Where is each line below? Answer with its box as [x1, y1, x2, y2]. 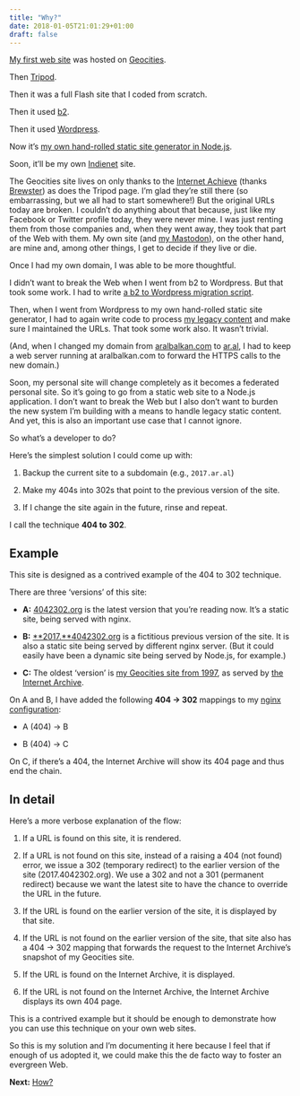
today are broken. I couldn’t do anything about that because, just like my [9, 204, 276, 215]
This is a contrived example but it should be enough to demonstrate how [9, 1013, 277, 1023]
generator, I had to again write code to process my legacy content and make [9, 314, 291, 325]
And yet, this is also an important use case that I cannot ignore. [9, 415, 243, 426]
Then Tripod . [9, 72, 57, 83]
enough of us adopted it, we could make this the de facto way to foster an [9, 1050, 282, 1060]
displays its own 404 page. [21, 996, 123, 1006]
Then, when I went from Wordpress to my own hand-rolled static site [9, 304, 263, 315]
